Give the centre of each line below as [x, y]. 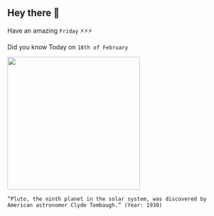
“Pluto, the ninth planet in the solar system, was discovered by [107, 199]
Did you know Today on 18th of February [68, 47]
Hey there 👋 [34, 13]
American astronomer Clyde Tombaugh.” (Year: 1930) [85, 205]
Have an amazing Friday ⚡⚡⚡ [50, 30]
